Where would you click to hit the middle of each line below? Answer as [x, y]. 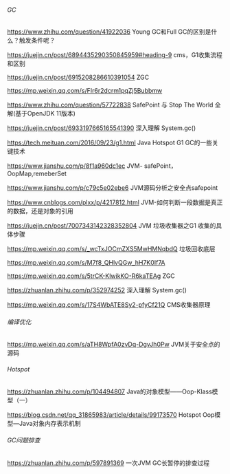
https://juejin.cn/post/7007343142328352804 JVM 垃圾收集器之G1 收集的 [112, 226]
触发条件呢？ [37, 41]
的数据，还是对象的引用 [40, 211]
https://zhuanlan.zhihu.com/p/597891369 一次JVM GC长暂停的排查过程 [108, 463]
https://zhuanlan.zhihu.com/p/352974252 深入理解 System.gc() [97, 290]
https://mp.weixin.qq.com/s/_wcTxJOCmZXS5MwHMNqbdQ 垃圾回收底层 [111, 249]
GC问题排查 [24, 440]
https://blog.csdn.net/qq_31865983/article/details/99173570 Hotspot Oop [111, 414]
